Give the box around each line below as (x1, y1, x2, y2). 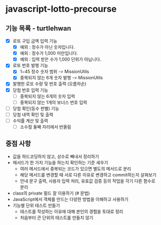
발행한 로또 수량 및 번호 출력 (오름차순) (12, 81, 87, 87)
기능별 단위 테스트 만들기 (12, 202, 60, 208)
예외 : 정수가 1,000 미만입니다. (20, 50, 78, 56)
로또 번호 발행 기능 (12, 63, 48, 68)
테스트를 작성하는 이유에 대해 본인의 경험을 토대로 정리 (20, 208, 124, 214)
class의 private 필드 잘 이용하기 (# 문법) (12, 190, 90, 196)
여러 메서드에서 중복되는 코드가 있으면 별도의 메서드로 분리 (20, 165, 132, 172)
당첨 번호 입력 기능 (12, 87, 48, 93)
